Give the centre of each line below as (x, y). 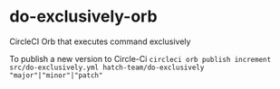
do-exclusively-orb (83, 17)
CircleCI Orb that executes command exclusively (100, 41)
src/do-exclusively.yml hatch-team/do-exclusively (107, 67)
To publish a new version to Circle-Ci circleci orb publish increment (140, 58)
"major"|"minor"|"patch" (56, 75)
